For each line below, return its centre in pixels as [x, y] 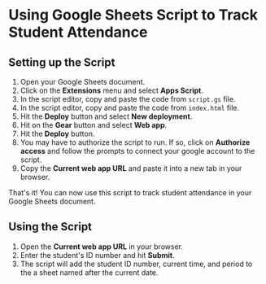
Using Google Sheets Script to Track [133, 15]
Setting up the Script [62, 62]
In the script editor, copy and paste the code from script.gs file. [128, 99]
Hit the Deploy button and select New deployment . [106, 116]
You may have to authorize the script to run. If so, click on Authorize [135, 142]
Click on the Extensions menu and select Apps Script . [111, 90]
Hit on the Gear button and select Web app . [94, 125]
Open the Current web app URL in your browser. [101, 247]
